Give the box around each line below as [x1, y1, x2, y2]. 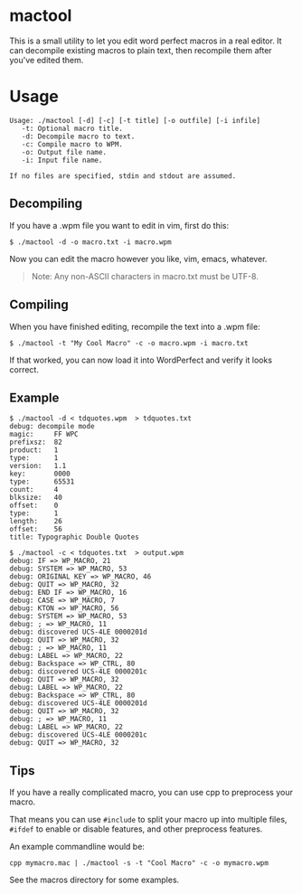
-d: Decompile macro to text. [21, 132, 136, 141]
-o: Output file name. [21, 147, 107, 156]
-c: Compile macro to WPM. [21, 139, 124, 149]
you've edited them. [9, 54, 84, 65]
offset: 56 [9, 525, 63, 534]
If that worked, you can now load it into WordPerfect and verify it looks [9, 354, 273, 365]
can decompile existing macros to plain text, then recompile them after [9, 44, 273, 55]
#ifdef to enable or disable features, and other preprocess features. [9, 823, 263, 834]
